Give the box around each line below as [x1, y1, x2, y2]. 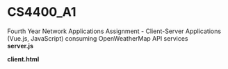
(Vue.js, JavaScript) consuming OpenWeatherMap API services [7, 34, 188, 42]
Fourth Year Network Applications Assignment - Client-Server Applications [7, 27, 221, 35]
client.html [7, 55, 40, 63]
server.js [7, 41, 33, 50]
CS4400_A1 [7, 4, 76, 20]
